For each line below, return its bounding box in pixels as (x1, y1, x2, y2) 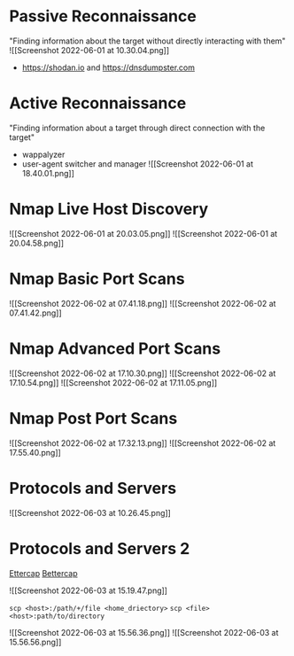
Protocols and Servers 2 (9, 538, 190, 558)
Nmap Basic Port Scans (9, 269, 185, 289)
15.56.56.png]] (9, 636, 62, 647)
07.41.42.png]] (9, 308, 62, 318)
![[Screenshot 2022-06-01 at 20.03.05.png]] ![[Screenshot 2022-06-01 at (9, 228, 278, 238)
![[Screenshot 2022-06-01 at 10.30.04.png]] (9, 44, 170, 55)
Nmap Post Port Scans (9, 408, 178, 428)
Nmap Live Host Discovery (9, 199, 209, 219)
